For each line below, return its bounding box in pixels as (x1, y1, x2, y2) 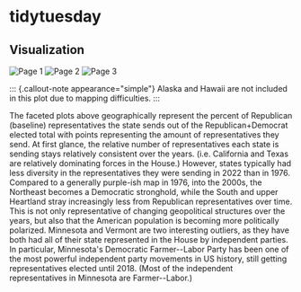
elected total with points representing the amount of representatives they (9, 129, 280, 140)
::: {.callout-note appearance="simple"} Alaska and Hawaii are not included (9, 84, 288, 93)
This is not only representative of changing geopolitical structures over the (9, 206, 286, 217)
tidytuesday (9, 6, 102, 27)
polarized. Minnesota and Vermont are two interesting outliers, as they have (9, 225, 290, 235)
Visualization (9, 42, 85, 58)
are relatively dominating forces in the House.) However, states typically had (9, 158, 292, 168)
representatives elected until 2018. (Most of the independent (9, 263, 234, 273)
